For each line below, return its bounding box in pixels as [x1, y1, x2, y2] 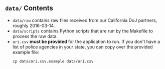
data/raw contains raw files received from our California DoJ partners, [12, 17, 157, 23]
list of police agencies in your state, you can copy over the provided [12, 43, 153, 49]
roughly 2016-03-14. [12, 22, 55, 28]
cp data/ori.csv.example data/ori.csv [12, 58, 94, 64]
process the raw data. [12, 33, 58, 39]
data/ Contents [5, 4, 54, 12]
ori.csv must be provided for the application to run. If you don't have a [12, 38, 160, 44]
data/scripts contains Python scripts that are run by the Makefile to [12, 27, 153, 34]
